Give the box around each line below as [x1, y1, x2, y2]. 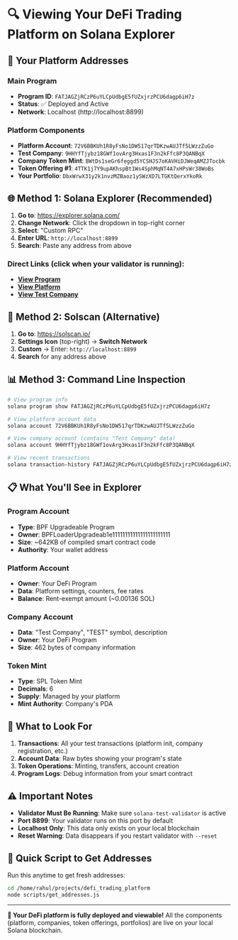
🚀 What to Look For [7, 720, 93, 733]
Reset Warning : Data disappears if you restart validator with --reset [17, 831, 217, 840]
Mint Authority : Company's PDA [17, 700, 113, 708]
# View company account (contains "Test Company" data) [7, 435, 176, 442]
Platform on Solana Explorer [7, 26, 176, 43]
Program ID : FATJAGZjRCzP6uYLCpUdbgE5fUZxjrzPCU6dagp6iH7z [17, 92, 195, 100]
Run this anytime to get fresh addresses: [7, 870, 126, 879]
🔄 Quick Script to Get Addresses [7, 852, 152, 864]
